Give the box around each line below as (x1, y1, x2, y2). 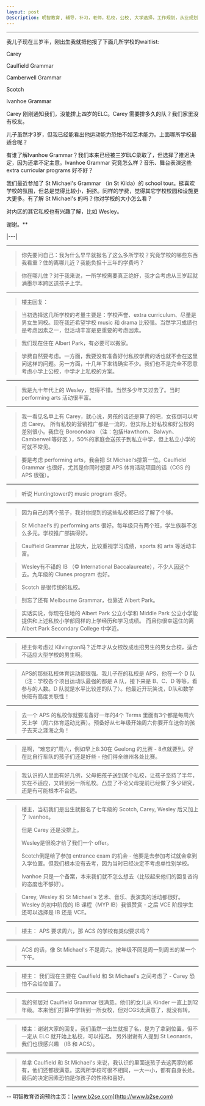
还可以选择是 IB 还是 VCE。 (21, 908, 90, 916)
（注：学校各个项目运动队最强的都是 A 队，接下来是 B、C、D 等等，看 (21, 677, 198, 684)
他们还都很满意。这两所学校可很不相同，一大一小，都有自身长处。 (32, 1066, 198, 1074)
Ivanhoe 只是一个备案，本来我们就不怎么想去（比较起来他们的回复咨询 (21, 872, 198, 880)
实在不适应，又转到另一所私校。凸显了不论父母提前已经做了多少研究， (21, 779, 198, 786)
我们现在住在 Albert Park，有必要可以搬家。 (21, 339, 132, 347)
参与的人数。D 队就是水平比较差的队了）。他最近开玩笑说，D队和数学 (21, 685, 194, 692)
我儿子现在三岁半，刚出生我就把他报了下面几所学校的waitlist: (6, 38, 160, 45)
